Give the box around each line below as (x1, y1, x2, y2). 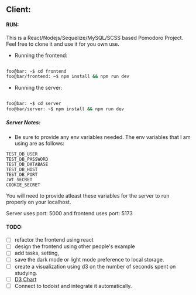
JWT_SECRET (6, 177, 33, 183)
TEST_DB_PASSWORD (6, 157, 49, 162)
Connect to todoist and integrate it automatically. (14, 282, 132, 289)
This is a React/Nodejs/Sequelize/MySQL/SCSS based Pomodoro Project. (6, 34, 184, 41)
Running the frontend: (14, 52, 68, 59)
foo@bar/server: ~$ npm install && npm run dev (6, 106, 125, 112)
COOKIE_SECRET (6, 182, 41, 188)
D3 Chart (14, 276, 37, 283)
